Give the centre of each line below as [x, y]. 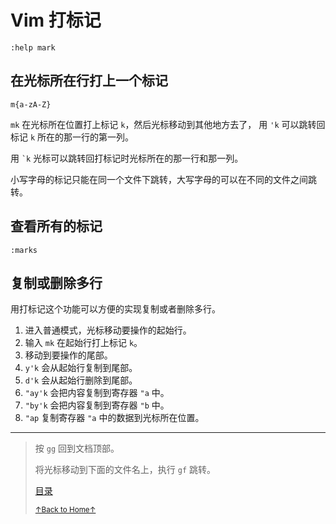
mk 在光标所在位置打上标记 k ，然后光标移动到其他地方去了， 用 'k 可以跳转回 [168, 124]
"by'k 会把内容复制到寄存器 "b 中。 [97, 405]
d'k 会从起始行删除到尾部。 [81, 380]
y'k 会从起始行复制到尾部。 [81, 368]
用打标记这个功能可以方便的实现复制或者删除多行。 [115, 309]
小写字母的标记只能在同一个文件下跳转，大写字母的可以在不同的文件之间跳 [163, 179]
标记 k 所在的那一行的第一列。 [72, 137]
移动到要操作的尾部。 [68, 355]
